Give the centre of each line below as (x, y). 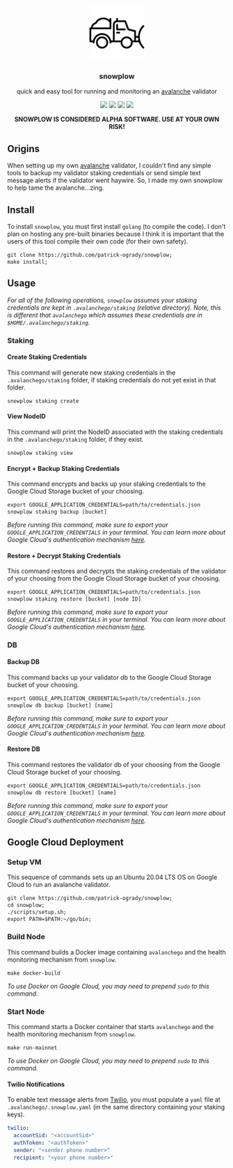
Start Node (26, 1012)
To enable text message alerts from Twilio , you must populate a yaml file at (114, 1100)
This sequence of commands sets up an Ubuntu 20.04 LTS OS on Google (112, 877)
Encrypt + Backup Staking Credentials (64, 468)
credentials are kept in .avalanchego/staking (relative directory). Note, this (114, 307)
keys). (16, 1114)
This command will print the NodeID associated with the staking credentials (115, 432)
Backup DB (23, 661)
